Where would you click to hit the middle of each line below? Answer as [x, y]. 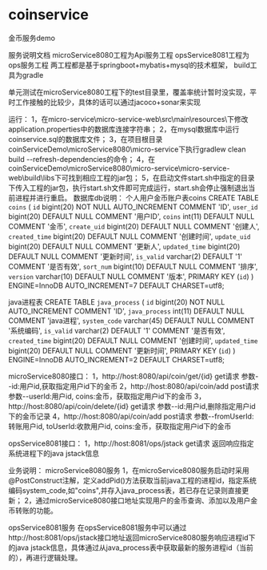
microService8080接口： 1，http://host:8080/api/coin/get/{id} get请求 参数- [133, 376]
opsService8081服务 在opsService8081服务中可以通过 [98, 528]
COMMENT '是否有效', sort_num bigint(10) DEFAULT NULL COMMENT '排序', [133, 266]
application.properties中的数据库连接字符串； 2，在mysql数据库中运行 [124, 129]
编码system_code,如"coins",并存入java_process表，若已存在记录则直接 [125, 490]
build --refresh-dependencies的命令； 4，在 [82, 159]
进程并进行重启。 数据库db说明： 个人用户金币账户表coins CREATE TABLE [137, 197]
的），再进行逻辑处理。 [45, 557]
